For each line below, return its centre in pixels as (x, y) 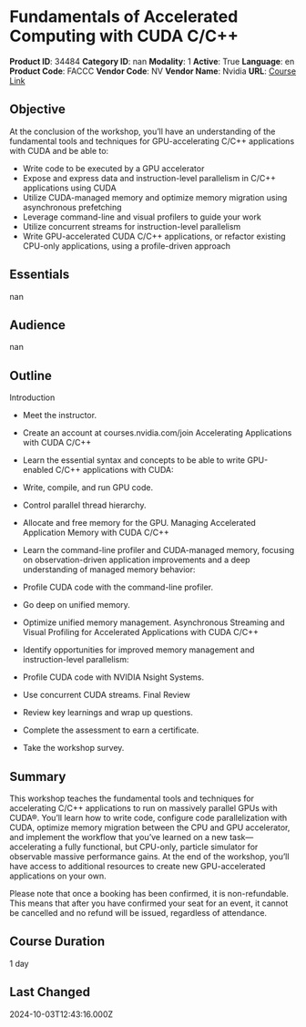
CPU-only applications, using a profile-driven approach (126, 246)
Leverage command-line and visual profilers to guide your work (142, 217)
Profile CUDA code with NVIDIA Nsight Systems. (113, 677)
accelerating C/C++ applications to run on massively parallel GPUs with (143, 808)
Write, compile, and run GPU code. (87, 488)
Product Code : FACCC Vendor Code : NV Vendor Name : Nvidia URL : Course (153, 71)
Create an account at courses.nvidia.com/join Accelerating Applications (157, 433)
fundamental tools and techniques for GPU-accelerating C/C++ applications (152, 141)
